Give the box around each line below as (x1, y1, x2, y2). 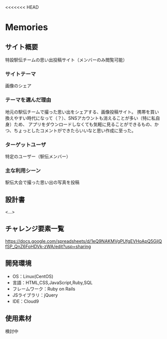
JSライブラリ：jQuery (12, 292, 58, 298)
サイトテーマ (5, 70, 36, 77)
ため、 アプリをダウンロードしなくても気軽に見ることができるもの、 (13, 121, 155, 127)
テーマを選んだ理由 (5, 97, 51, 104)
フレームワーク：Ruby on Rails (12, 286, 76, 292)
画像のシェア (5, 83, 31, 89)
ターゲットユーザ (5, 141, 46, 148)
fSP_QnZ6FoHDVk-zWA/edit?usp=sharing (5, 243, 91, 249)
